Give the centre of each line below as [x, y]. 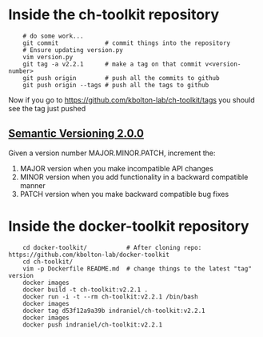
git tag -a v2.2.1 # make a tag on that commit [112, 64]
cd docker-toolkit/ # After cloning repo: [112, 247]
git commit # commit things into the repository [126, 43]
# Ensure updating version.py [73, 50]
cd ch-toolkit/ [48, 262]
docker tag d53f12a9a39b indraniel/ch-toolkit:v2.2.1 [114, 311]
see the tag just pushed [47, 108]
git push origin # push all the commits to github [121, 78]
